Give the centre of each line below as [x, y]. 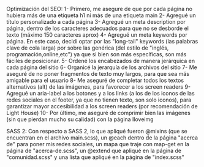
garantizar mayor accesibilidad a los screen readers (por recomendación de [102, 106]
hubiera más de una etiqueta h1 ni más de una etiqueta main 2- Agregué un [101, 15]
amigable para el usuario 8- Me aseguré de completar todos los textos [95, 80]
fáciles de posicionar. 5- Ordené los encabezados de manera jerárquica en [100, 61]
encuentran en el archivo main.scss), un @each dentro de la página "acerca [102, 138]
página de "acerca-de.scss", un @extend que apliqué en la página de [94, 150]
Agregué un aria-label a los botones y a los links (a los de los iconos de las [100, 93]
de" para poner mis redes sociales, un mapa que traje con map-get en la [98, 144]
